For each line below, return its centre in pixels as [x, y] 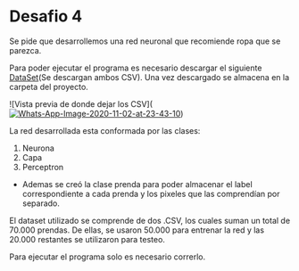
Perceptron [43, 167]
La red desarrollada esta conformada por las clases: [105, 130]
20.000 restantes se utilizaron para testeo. [87, 239]
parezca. [25, 50]
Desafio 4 [46, 16]
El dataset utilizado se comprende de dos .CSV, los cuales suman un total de [150, 220]
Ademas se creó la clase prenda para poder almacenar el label [137, 184]
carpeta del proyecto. [49, 86]
